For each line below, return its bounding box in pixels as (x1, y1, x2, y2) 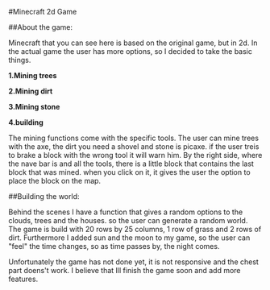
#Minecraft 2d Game (8, 7, 77, 16)
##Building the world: (8, 192, 80, 201)
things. (8, 56, 31, 64)
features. (8, 274, 39, 284)
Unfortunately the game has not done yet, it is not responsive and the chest (8, 257, 260, 267)
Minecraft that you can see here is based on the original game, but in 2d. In (8, 38, 258, 48)
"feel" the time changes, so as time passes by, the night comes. (8, 242, 220, 251)
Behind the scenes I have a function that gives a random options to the (8, 207, 243, 217)
